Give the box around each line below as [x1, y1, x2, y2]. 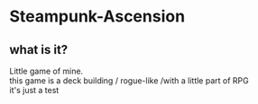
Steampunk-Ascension [9, 6, 186, 27]
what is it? [9, 42, 69, 57]
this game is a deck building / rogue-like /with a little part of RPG [9, 75, 250, 86]
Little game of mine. [9, 65, 84, 76]
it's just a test [9, 85, 60, 95]
